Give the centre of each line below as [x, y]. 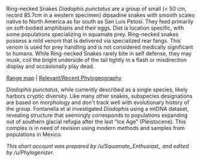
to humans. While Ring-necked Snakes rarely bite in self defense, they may [99, 53]
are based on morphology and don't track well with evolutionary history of [98, 102]
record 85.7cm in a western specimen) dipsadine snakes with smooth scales [100, 15]
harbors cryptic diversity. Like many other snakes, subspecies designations [100, 96]
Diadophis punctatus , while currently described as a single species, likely [97, 89]
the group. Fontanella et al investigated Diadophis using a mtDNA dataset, [97, 109]
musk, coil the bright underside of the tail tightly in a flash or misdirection [97, 60]
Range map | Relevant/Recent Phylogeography [64, 78]
